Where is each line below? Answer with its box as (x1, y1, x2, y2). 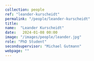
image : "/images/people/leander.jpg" (5, 35, 82, 40)
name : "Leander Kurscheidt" (5, 26, 64, 30)
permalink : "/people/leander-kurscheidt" (5, 16, 91, 21)
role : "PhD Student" (5, 39, 47, 44)
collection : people (5, 7, 45, 12)
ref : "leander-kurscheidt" (5, 12, 60, 17)
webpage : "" (5, 48, 29, 53)
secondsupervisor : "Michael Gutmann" (5, 44, 82, 49)
